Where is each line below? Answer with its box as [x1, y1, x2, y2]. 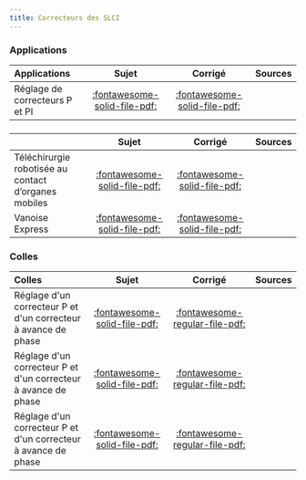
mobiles [14, 196, 48, 209]
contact [14, 173, 47, 186]
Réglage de [14, 82, 63, 95]
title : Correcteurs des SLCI [9, 13, 120, 23]
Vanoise [14, 211, 48, 224]
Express [14, 223, 49, 235]
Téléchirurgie [14, 151, 71, 163]
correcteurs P [14, 93, 73, 106]
